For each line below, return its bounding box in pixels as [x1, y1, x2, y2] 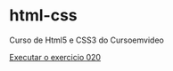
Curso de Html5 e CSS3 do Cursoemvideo [9, 35, 165, 45]
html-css [9, 5, 78, 26]
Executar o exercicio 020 [9, 51, 101, 62]
